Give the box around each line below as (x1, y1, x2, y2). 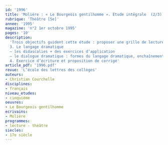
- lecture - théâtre (5, 123, 48, 128)
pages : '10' (5, 30, 30, 35)
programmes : (5, 118, 30, 124)
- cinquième (5, 95, 30, 100)
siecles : (5, 128, 23, 133)
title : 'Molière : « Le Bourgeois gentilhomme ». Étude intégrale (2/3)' (5, 12, 164, 17)
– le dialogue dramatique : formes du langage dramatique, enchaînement (9, 53, 164, 59)
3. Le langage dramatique (9, 44, 64, 49)
